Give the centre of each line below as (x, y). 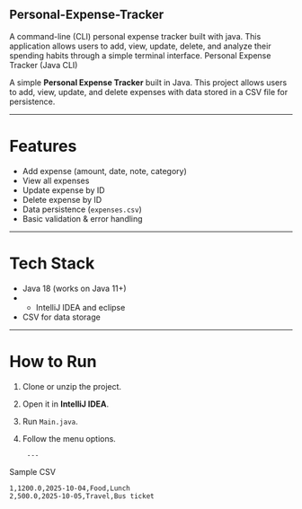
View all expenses (56, 180)
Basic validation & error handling (82, 218)
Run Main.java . (50, 421)
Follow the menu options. (69, 438)
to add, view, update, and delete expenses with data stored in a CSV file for (149, 92)
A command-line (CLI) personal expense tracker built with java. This (135, 36)
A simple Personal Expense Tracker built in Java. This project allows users (148, 82)
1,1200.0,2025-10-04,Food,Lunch (70, 488)
